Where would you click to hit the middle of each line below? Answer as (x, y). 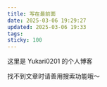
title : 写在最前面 (32, 14)
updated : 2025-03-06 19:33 (47, 27)
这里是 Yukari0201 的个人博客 (50, 62)
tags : (15, 34)
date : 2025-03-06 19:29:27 (47, 21)
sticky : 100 (25, 40)
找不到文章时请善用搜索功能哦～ (53, 76)
